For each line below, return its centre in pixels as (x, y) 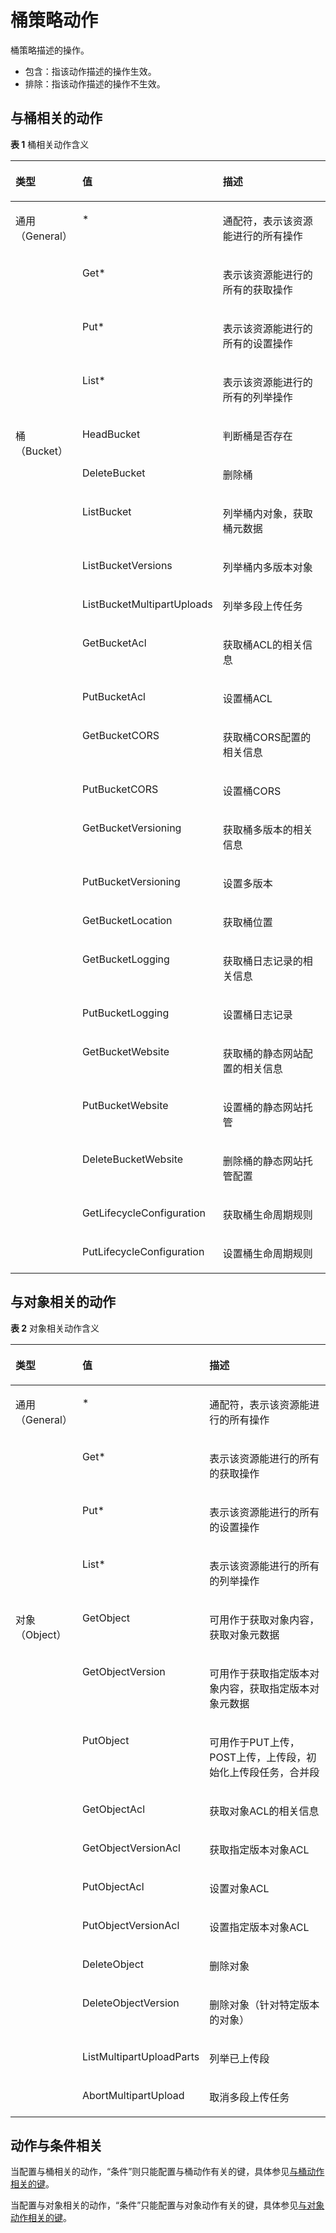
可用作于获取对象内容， (264, 1619)
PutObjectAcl (113, 1886)
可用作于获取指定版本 (259, 1673)
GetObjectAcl (113, 1809)
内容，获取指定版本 (264, 1688)
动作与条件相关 (56, 2145)
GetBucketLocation (127, 920)
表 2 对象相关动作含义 (55, 1328)
